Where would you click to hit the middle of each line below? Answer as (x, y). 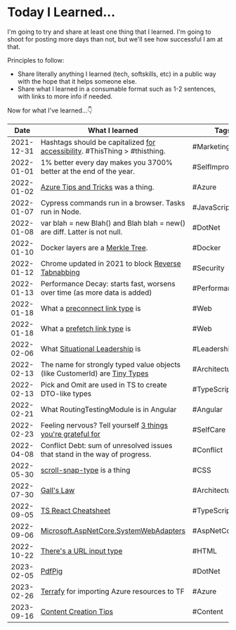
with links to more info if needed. (65, 96)
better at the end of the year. (88, 171)
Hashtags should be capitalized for (98, 142)
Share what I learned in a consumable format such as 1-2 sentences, (117, 89)
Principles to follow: (36, 60)
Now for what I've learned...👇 (50, 110)
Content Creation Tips (77, 611)
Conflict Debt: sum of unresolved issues (106, 445)
